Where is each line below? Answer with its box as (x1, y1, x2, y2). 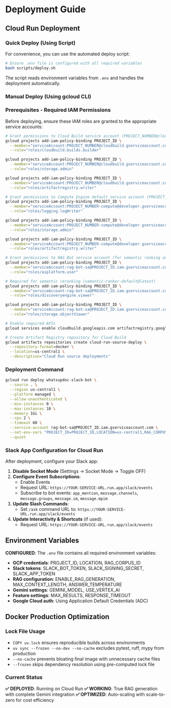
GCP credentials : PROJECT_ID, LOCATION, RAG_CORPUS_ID (12, 559, 141, 565)
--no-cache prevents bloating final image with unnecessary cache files (12, 655, 160, 662)
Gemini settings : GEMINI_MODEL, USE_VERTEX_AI (12, 586, 120, 593)
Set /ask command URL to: (20, 506, 77, 512)
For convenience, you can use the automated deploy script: (5, 51, 130, 57)
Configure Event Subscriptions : (12, 474, 81, 480)
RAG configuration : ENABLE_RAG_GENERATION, (12, 576, 116, 582)
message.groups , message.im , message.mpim (20, 495, 108, 502)
